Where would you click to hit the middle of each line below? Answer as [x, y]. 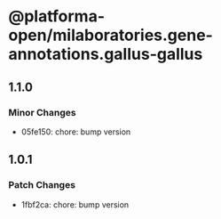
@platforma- [57, 16]
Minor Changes [42, 112]
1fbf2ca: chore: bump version [75, 204]
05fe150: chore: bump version [76, 132]
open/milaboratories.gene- [111, 35]
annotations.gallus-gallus [106, 54]
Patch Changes [42, 185]
